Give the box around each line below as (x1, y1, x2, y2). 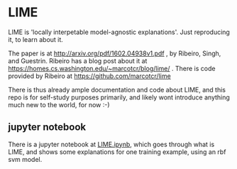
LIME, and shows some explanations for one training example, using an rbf (8, 147, 226, 156)
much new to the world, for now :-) (8, 100, 110, 109)
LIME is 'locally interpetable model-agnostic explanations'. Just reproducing (8, 28, 230, 36)
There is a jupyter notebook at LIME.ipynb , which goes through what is (8, 140, 215, 148)
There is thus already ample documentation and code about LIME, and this (8, 85, 226, 94)
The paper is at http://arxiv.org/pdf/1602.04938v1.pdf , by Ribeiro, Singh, (8, 49, 221, 58)
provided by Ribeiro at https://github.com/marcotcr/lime (8, 72, 171, 80)
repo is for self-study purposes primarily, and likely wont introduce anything (8, 93, 230, 102)
